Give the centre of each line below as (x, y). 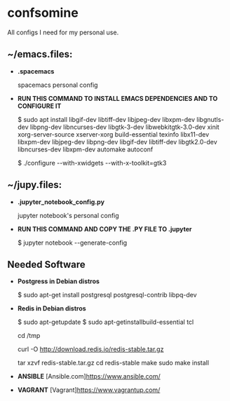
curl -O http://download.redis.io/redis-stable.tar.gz (90, 349)
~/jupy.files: (35, 185)
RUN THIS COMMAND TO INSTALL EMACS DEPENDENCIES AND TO (117, 98)
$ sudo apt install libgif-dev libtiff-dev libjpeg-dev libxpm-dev (106, 119)
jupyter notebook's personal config (68, 215)
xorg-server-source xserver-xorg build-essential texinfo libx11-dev (113, 134)
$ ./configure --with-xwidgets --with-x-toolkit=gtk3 (92, 163)
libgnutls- (210, 119)
